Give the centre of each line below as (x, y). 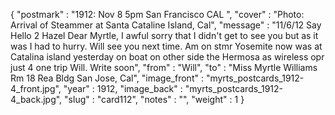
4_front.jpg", (36, 88)
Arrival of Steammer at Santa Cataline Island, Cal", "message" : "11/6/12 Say (166, 25)
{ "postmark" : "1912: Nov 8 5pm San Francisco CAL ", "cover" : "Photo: (157, 14)
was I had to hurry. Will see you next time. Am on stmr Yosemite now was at (166, 46)
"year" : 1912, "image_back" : (123, 88)
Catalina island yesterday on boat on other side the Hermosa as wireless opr (167, 57)
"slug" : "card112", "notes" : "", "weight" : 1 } (154, 99)
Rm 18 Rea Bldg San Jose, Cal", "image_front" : (107, 78)
